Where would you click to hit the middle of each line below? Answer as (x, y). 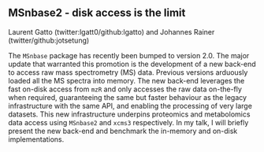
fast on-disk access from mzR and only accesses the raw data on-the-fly (125, 89)
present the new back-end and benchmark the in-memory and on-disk (123, 131)
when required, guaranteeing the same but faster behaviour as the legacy (127, 97)
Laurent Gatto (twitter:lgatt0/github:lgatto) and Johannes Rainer (112, 32)
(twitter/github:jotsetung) (49, 40)
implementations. (36, 139)
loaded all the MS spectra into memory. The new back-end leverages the (126, 80)
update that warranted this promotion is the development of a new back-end (132, 64)
